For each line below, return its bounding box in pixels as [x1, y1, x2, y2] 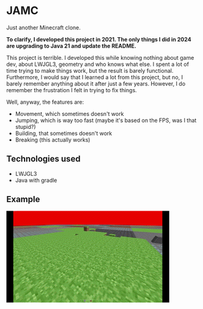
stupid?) [15, 123, 36, 130]
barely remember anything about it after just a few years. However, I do [6, 80, 186, 87]
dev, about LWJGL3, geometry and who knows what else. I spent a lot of [6, 60, 190, 68]
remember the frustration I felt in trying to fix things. [6, 86, 138, 93]
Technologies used [6, 154, 81, 164]
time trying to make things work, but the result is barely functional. [6, 67, 174, 74]
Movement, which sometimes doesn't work [15, 110, 124, 117]
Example [6, 194, 40, 205]
